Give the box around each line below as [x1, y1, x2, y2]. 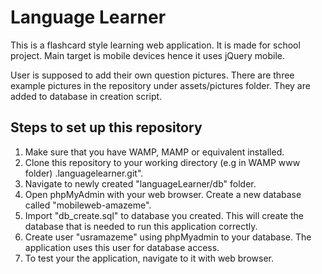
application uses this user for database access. [24, 241, 220, 253]
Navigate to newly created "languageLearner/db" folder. [24, 177, 257, 190]
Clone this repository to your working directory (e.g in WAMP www [24, 156, 301, 168]
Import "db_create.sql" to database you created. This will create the [24, 209, 304, 221]
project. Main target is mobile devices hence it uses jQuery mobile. [10, 49, 285, 61]
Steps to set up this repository [10, 119, 203, 136]
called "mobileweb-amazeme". [24, 199, 152, 211]
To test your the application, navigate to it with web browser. [24, 252, 274, 264]
